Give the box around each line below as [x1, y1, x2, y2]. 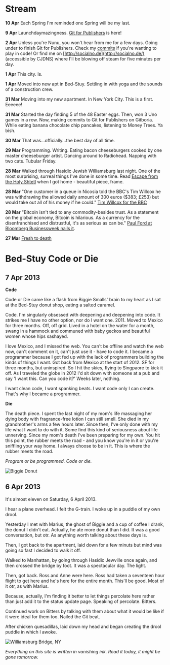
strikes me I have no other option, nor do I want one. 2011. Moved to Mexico [5, 317, 163, 323]
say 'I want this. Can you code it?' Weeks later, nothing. [5, 375, 120, 382]
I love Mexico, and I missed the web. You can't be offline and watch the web [5, 343, 164, 349]
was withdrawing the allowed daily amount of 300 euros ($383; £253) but [5, 194, 159, 200]
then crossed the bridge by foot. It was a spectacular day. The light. [5, 562, 147, 568]
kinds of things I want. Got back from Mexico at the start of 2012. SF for [5, 359, 155, 365]
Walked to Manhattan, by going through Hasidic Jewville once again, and [5, 557, 157, 563]
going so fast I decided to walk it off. [5, 547, 81, 553]
